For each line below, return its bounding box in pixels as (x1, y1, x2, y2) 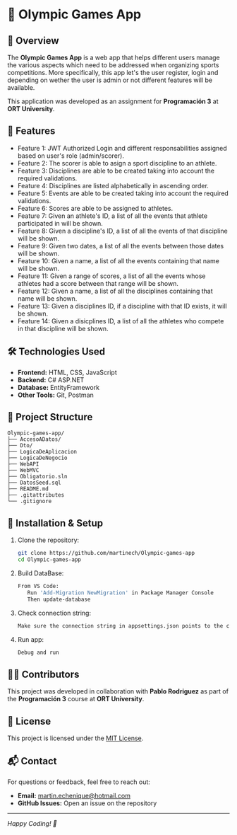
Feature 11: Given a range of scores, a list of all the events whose (17, 272, 206, 280)
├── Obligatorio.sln (7, 473, 68, 480)
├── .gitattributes (7, 492, 65, 499)
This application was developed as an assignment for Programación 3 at (7, 97, 219, 105)
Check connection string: (17, 609, 92, 617)
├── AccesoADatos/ (7, 436, 61, 443)
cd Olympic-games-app (17, 556, 81, 563)
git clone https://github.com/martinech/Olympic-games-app (17, 550, 195, 557)
